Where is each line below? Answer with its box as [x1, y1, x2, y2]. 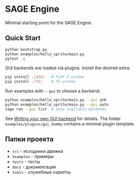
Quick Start [5, 34, 41, 42]
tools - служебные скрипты [12, 169, 71, 175]
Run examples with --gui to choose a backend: [5, 88, 101, 94]
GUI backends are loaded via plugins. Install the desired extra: [5, 65, 131, 71]
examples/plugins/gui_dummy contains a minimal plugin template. [5, 120, 135, 126]
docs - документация [12, 164, 56, 170]
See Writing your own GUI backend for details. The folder [5, 116, 121, 121]
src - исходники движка [12, 148, 63, 154]
